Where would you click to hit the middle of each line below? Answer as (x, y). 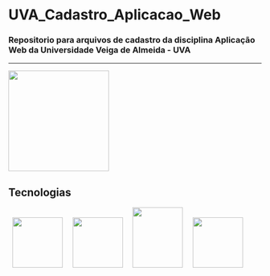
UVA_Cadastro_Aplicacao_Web (115, 15)
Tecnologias (40, 192)
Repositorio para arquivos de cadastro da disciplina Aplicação (132, 40)
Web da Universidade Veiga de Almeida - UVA (100, 50)
